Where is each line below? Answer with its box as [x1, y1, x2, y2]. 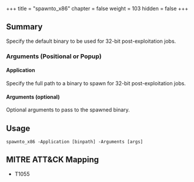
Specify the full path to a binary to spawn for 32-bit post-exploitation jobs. [6, 79, 186, 87]
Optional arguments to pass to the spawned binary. [6, 106, 131, 113]
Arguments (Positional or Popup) [6, 52, 102, 60]
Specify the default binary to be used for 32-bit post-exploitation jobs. [6, 38, 176, 45]
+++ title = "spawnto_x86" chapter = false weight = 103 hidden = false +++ [6, 5, 189, 12]
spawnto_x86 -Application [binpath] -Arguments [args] [6, 139, 143, 144]
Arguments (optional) [6, 93, 60, 100]
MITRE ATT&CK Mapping [6, 155, 99, 165]
